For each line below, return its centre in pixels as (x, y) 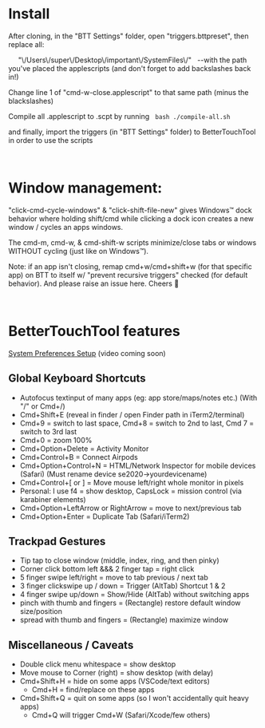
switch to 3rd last (48, 431)
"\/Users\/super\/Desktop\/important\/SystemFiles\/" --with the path (132, 60)
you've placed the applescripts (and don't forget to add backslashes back (130, 68)
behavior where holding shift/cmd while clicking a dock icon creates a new (131, 218)
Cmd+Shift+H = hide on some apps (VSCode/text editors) (115, 681)
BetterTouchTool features (95, 331)
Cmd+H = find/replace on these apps (93, 690)
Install (29, 14)
